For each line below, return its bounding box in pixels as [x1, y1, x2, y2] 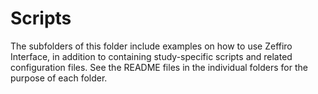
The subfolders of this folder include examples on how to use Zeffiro [10, 40, 293, 52]
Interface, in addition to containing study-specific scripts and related [10, 50, 293, 62]
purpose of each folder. [10, 72, 108, 84]
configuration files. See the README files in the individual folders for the [10, 61, 308, 73]
